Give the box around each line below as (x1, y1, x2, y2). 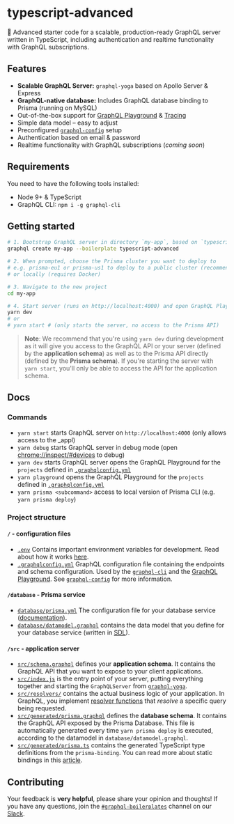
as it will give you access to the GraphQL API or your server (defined (24, 342, 221, 350)
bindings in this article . (17, 756, 83, 764)
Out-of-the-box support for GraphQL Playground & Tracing (17, 111, 187, 119)
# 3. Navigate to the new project (7, 283, 108, 290)
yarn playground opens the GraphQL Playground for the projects (17, 472, 204, 481)
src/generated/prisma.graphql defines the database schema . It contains (17, 712, 227, 720)
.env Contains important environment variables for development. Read (17, 545, 219, 553)
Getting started (7, 220, 75, 232)
